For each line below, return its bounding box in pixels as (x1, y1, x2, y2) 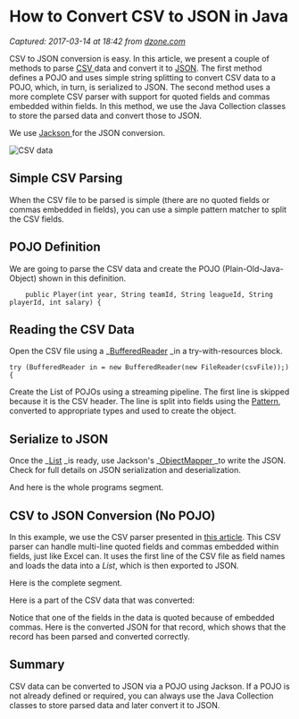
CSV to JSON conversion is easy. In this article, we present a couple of (9, 53, 270, 63)
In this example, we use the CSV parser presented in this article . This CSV (9, 532, 281, 542)
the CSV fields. (9, 213, 64, 224)
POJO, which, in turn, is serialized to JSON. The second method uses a (9, 81, 270, 92)
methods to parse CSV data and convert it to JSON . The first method (9, 63, 262, 73)
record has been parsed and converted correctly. (9, 631, 190, 641)
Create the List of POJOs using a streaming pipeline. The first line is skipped (9, 386, 290, 397)
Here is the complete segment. (9, 578, 123, 588)
